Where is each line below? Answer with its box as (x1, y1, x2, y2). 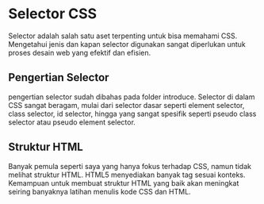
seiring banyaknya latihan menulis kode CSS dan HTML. (8, 187, 192, 196)
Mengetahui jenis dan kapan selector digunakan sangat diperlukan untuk (8, 39, 246, 48)
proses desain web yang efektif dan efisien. (8, 48, 151, 57)
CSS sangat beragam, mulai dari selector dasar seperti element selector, (8, 100, 245, 110)
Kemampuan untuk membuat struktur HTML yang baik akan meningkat (8, 178, 239, 187)
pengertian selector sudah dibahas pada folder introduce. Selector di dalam (8, 92, 255, 102)
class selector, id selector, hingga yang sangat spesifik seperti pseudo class (8, 109, 257, 118)
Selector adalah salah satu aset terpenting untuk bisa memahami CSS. (8, 31, 238, 40)
